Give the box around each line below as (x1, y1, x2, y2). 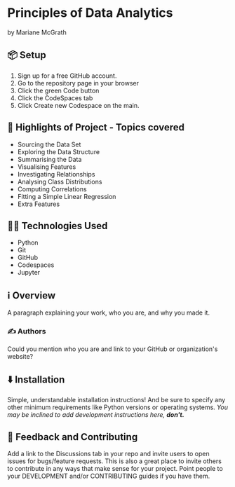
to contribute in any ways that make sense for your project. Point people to (7, 465, 223, 473)
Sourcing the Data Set (17, 140, 81, 149)
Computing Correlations (17, 184, 87, 193)
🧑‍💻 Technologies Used (7, 219, 108, 232)
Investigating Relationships (17, 170, 95, 178)
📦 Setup (7, 49, 47, 61)
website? (7, 352, 34, 361)
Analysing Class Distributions (17, 177, 102, 186)
